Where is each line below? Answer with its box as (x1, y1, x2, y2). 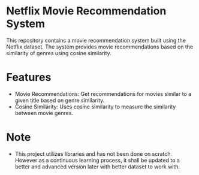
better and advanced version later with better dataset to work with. (14, 163, 180, 170)
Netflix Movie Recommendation (6, 4, 167, 18)
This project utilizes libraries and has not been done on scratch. (14, 150, 173, 157)
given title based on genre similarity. (14, 96, 105, 104)
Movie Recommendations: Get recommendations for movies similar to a (14, 90, 192, 97)
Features (6, 71, 52, 85)
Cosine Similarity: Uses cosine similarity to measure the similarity (14, 103, 176, 110)
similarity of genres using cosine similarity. (6, 49, 112, 56)
